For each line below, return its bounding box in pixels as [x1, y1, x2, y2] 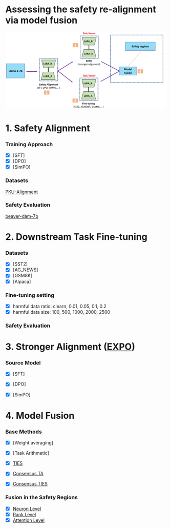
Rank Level [12, 511, 36, 517]
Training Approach [5, 140, 53, 148]
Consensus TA [12, 471, 44, 477]
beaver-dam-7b [5, 213, 38, 219]
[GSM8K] [12, 273, 33, 279]
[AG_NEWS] [12, 267, 38, 273]
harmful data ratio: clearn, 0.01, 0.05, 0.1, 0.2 [12, 303, 106, 309]
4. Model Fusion [5, 410, 75, 421]
